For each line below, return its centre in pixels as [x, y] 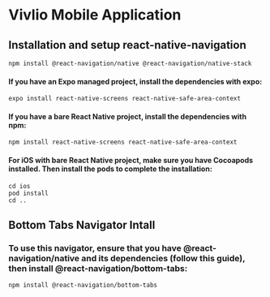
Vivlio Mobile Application [95, 15]
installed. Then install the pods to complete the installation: [110, 169]
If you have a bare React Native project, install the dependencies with [128, 116]
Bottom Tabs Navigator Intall [82, 225]
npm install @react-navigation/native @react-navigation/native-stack [130, 63]
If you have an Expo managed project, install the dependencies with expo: [135, 81]
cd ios [19, 186]
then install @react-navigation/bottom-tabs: [98, 268]
